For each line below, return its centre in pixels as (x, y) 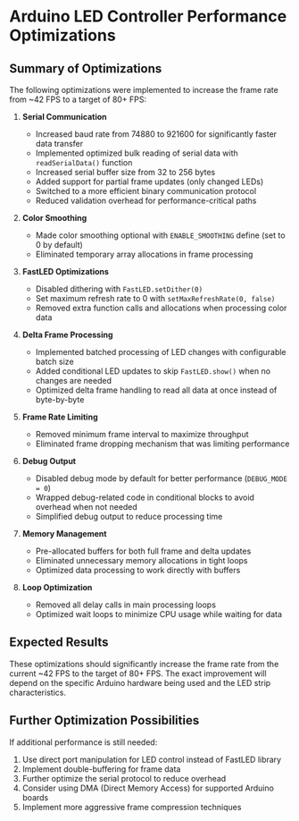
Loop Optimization (57, 587)
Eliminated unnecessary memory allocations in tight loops (141, 560)
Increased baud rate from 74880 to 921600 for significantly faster (156, 134)
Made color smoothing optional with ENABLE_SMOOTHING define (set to (160, 235)
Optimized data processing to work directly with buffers (138, 570)
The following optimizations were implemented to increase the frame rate (144, 90)
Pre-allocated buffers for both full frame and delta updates (143, 551)
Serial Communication (64, 117)
